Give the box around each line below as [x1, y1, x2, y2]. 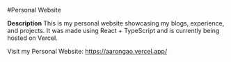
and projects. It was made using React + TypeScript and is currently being [7, 27, 220, 34]
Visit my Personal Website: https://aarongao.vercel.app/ [7, 48, 168, 55]
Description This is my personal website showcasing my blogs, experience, [7, 19, 225, 27]
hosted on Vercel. [7, 34, 58, 42]
